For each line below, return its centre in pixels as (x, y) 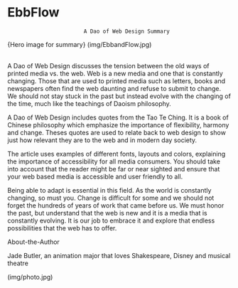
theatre (18, 263)
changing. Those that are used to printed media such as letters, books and (117, 81)
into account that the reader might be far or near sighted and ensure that (114, 169)
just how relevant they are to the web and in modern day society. (102, 140)
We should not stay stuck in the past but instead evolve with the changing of (119, 96)
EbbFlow (33, 12)
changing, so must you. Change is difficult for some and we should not (111, 198)
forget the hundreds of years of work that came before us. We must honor (116, 205)
